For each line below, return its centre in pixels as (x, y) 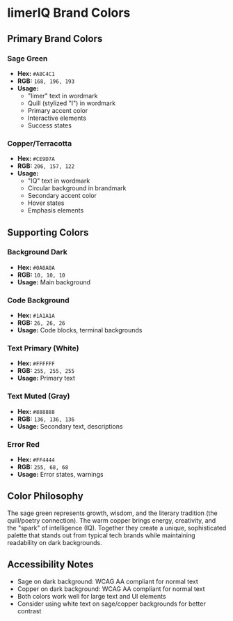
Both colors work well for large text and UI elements (91, 596)
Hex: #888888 (36, 411)
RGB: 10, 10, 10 (41, 275)
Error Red (24, 444)
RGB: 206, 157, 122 (46, 166)
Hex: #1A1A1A (36, 316)
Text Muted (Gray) (39, 397)
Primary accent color (58, 110)
